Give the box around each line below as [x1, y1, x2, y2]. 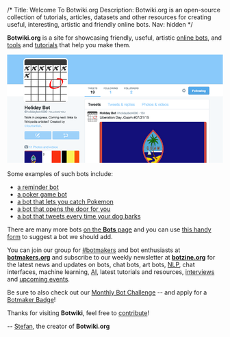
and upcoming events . [7, 275, 71, 284]
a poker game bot [16, 190, 67, 199]
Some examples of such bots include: [7, 170, 114, 178]
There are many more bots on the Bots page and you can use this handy [7, 225, 212, 234]
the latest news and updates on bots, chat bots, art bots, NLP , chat [7, 260, 195, 269]
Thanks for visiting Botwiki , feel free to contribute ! [7, 309, 149, 317]
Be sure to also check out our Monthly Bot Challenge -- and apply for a [7, 288, 207, 297]
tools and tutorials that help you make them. [7, 41, 131, 49]
